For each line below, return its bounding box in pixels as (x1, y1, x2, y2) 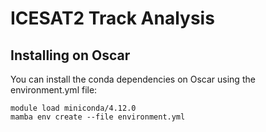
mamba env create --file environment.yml (10, 112, 186, 122)
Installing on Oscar (10, 47, 131, 64)
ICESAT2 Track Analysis (10, 7, 215, 30)
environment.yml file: (10, 84, 98, 96)
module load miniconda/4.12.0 (10, 103, 137, 113)
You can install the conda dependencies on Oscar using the (10, 73, 256, 85)
